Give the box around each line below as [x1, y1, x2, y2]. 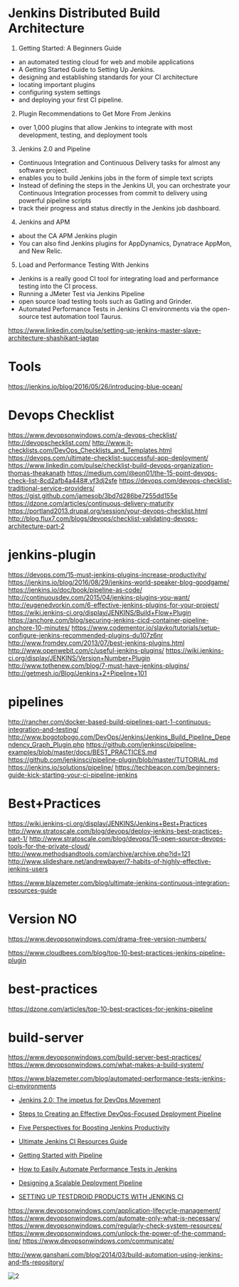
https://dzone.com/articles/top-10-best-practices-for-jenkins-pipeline [8, 1004, 213, 1013]
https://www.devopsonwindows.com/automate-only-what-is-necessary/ [8, 1214, 221, 1223]
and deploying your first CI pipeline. [18, 95, 124, 104]
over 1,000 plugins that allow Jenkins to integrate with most [18, 123, 193, 131]
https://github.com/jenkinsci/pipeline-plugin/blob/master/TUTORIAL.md [8, 755, 218, 764]
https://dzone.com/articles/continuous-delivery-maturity [8, 499, 174, 507]
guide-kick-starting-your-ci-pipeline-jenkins [8, 770, 138, 779]
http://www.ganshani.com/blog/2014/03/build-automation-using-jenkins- [8, 1251, 223, 1259]
